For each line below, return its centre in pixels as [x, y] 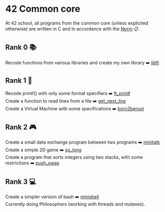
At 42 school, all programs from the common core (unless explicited [77, 23]
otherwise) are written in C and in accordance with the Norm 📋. [73, 29]
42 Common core [43, 9]
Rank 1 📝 [19, 80]
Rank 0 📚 [21, 47]
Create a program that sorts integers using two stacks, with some [74, 157]
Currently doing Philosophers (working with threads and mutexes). [75, 204]
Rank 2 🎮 [21, 127]
